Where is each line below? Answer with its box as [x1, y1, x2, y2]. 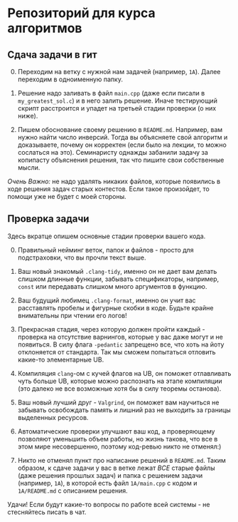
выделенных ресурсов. [17, 413, 89, 421]
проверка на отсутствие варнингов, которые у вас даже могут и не [17, 332, 224, 341]
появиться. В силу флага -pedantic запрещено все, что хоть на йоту [17, 340, 225, 349]
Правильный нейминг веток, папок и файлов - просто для [17, 245, 194, 254]
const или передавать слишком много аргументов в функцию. [17, 282, 207, 290]
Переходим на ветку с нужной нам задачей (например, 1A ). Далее [17, 68, 221, 76]
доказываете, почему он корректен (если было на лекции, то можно [17, 140, 227, 149]
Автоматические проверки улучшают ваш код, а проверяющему [17, 426, 215, 436]
